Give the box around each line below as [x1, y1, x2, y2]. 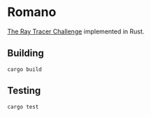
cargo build [7, 65, 42, 73]
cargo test [7, 103, 39, 110]
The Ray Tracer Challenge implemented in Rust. [7, 27, 145, 36]
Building [7, 47, 44, 59]
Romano [7, 4, 57, 20]
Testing [7, 85, 41, 97]
